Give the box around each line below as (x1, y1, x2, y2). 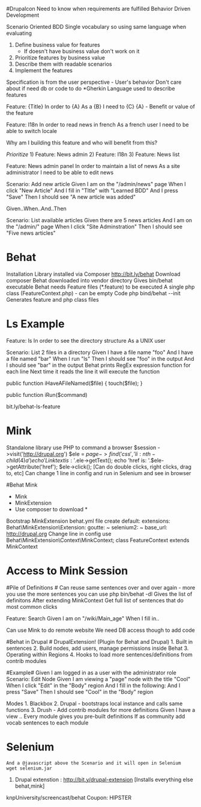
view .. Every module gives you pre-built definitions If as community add (6, 712, 185, 720)
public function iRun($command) (6, 391, 88, 398)
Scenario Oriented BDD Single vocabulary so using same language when (6, 23, 187, 30)
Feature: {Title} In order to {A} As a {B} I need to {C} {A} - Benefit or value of (6, 103, 195, 110)
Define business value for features (14, 42, 100, 48)
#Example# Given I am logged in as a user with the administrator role (6, 668, 177, 676)
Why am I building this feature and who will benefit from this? (6, 139, 158, 146)
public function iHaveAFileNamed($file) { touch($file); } (6, 379, 143, 387)
